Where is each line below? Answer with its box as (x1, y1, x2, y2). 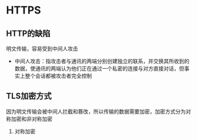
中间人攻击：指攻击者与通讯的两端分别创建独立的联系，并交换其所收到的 (14, 58, 189, 65)
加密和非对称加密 (11, 115, 53, 122)
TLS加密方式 (6, 91, 52, 101)
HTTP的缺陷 (6, 28, 51, 38)
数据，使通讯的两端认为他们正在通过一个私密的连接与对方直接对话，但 (14, 65, 185, 72)
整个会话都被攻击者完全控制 (25, 72, 92, 79)
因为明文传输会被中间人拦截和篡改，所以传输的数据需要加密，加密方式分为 (6, 108, 186, 115)
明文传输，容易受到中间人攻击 (6, 45, 78, 52)
